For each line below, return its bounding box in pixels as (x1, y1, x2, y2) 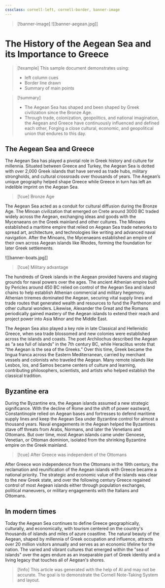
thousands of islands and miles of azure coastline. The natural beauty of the (5, 531, 160, 537)
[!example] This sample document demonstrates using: (17, 65, 130, 71)
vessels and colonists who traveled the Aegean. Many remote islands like (5, 357, 154, 363)
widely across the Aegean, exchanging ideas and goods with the (5, 213, 136, 220)
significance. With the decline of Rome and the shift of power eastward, (5, 406, 151, 412)
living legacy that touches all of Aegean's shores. (5, 557, 105, 563)
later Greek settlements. (5, 245, 54, 251)
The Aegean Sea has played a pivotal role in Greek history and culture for (5, 158, 154, 164)
